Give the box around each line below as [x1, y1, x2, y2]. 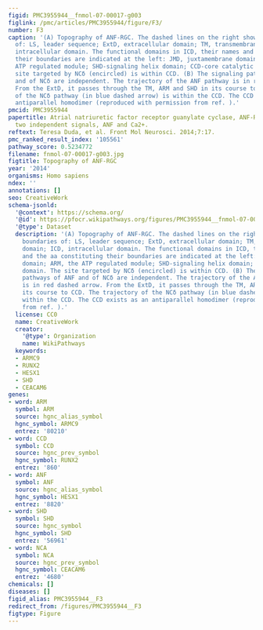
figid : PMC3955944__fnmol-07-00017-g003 [8, 11, 142, 20]
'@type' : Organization [22, 333, 96, 340]
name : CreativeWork [15, 318, 79, 326]
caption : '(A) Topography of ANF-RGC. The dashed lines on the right [8, 33, 240, 42]
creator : [15, 325, 44, 333]
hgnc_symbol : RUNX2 [15, 457, 79, 464]
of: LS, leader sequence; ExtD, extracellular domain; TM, [15, 41, 212, 49]
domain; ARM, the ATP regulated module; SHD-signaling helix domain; [22, 260, 254, 268]
